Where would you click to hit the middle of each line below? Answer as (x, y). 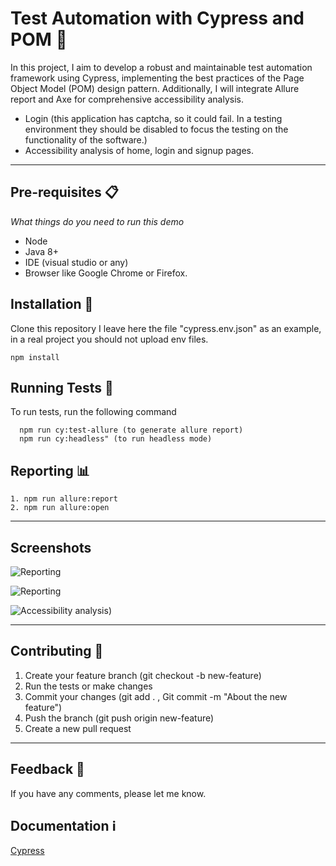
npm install (35, 357)
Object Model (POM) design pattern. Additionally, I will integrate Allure (155, 88)
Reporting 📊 (50, 470)
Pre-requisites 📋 (64, 192)
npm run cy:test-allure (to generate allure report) (131, 430)
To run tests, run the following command (93, 412)
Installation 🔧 (52, 304)
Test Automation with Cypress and (157, 18)
